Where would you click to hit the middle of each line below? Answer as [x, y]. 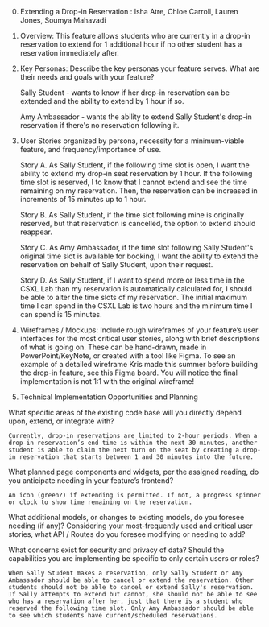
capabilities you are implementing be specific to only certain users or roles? [134, 558]
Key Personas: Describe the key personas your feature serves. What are [140, 68]
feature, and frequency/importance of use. [91, 149]
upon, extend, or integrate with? [61, 421]
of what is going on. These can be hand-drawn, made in [113, 347]
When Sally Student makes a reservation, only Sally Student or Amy [126, 573]
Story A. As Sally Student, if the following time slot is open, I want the [134, 165]
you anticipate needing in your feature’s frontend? [91, 481]
